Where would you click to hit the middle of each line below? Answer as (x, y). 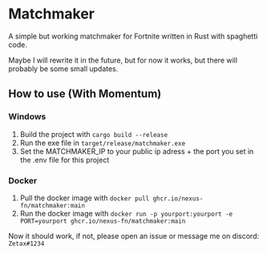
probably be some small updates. (63, 68)
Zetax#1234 (26, 244)
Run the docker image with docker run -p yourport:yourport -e (126, 213)
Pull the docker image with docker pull (85, 198)
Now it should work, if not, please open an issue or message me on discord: (133, 236)
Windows (27, 117)
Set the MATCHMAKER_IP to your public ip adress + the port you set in (137, 151)
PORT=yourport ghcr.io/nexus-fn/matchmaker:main (103, 221)
